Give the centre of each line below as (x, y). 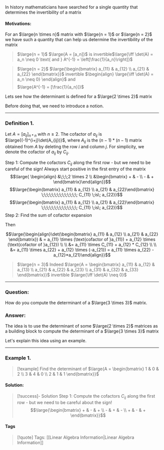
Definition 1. (20, 123)
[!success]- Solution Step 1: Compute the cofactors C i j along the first (86, 396)
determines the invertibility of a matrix (43, 12)
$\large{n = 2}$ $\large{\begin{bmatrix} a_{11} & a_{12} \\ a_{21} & (83, 69)
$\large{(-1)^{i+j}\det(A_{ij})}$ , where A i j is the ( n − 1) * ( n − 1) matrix (74, 141)
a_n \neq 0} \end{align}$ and (46, 79)
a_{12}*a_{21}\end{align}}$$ (82, 255)
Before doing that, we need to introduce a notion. (54, 106)
